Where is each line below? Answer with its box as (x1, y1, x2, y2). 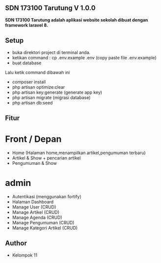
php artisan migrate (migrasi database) (12, 94, 91, 100)
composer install (12, 79, 46, 85)
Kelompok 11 (12, 252, 38, 258)
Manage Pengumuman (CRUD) (12, 219, 75, 225)
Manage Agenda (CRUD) (12, 214, 63, 220)
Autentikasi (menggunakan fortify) (12, 193, 82, 199)
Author (5, 239, 27, 247)
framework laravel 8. (5, 22, 48, 28)
